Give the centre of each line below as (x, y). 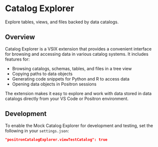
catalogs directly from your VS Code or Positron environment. (67, 98)
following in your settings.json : (37, 131)
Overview (20, 37)
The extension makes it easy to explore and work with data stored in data (78, 93)
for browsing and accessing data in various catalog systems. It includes (77, 54)
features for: (18, 59)
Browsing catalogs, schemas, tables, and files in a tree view (72, 68)
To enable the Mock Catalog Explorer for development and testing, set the (79, 125)
